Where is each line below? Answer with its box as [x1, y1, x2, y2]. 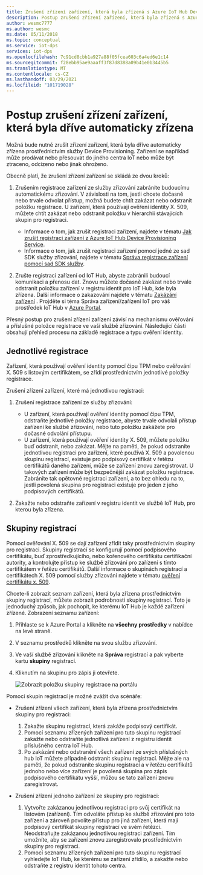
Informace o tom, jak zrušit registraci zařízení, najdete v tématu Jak [24, 228, 192, 235]
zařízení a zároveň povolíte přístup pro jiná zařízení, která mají [24, 816, 178, 824]
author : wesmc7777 [6, 20, 53, 26]
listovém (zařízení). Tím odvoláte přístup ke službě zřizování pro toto [24, 810, 195, 817]
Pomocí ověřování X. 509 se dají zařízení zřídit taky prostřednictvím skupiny [6, 539, 195, 547]
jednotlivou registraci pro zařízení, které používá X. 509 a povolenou [24, 449, 195, 456]
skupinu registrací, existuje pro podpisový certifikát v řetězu [24, 455, 173, 462]
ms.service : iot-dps [6, 43, 59, 49]
